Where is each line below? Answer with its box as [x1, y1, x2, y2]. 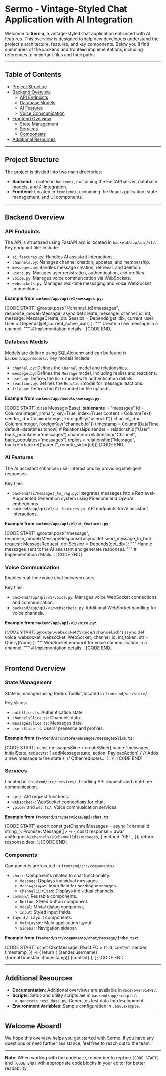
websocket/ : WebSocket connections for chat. [12, 799, 105, 805]
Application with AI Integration [5, 14, 133, 25]
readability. [5, 1065, 28, 1071]
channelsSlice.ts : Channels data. [12, 714, 82, 720]
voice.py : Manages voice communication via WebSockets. [12, 275, 132, 281]
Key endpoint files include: [5, 245, 59, 251]
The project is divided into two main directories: [5, 169, 102, 175]
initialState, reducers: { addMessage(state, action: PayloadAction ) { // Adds [5, 750, 158, 756]
